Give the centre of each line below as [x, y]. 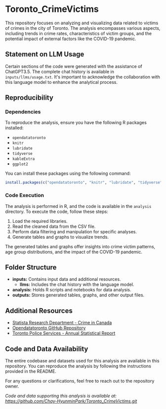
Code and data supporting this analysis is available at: [61, 396]
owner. [12, 386]
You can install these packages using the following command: [68, 173]
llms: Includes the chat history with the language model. [77, 284]
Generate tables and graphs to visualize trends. [61, 237]
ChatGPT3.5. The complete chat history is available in [60, 71]
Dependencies [23, 112]
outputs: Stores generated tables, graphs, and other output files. [78, 295]
